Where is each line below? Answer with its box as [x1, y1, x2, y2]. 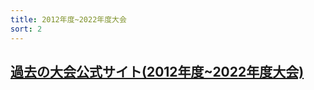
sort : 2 [10, 24, 43, 34]
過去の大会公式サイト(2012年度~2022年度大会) [10, 63, 305, 80]
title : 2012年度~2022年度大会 [10, 14, 127, 25]
